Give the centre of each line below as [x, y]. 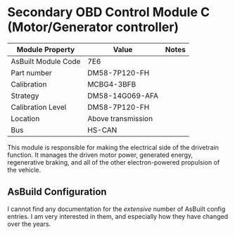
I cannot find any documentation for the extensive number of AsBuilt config [116, 209]
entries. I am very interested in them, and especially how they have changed [118, 216]
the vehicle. [24, 170]
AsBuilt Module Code [46, 61]
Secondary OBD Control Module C [108, 12]
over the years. [29, 224]
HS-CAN [102, 129]
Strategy [25, 96]
